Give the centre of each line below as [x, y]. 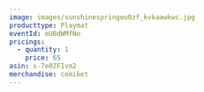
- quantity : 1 [43, 50]
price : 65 [43, 58]
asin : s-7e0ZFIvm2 [43, 67]
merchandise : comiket [49, 74]
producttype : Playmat [49, 25]
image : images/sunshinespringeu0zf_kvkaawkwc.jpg [102, 17]
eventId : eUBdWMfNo [45, 33]
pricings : [27, 42]
